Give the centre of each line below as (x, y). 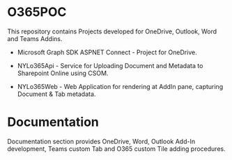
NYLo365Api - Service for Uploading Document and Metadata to (110, 65)
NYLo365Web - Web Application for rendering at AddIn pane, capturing (120, 86)
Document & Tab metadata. (56, 94)
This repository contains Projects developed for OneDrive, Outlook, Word (112, 31)
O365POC (37, 12)
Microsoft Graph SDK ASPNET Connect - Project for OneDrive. (107, 52)
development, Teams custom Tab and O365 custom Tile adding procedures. (116, 149)
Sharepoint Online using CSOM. (63, 73)
